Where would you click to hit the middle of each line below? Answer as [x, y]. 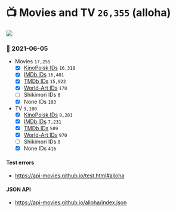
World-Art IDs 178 [45, 88]
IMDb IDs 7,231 [42, 121]
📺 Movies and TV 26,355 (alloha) [89, 13]
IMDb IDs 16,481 [44, 75]
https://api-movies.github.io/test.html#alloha [70, 176]
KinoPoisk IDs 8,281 [48, 115]
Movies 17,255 [33, 62]
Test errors [20, 162]
